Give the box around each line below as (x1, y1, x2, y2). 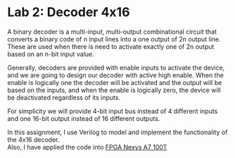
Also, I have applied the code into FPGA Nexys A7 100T (7, 143, 167, 151)
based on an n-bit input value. (7, 50, 95, 58)
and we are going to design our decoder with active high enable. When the (7, 71, 224, 79)
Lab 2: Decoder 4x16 (7, 4, 130, 20)
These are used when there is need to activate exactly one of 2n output (7, 42, 215, 51)
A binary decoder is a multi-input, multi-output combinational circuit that (7, 27, 217, 36)
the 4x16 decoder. (7, 135, 60, 144)
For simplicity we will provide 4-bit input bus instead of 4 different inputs (7, 107, 218, 115)
